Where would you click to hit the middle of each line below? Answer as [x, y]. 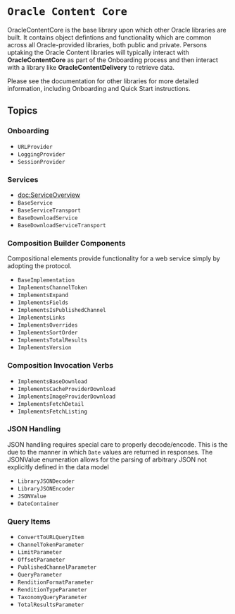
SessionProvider [41, 162]
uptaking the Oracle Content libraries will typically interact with [99, 52]
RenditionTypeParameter [52, 590]
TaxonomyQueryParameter [52, 598]
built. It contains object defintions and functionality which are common [109, 37]
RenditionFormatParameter [55, 583]
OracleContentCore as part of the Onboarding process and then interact [113, 60]
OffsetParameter [41, 560]
